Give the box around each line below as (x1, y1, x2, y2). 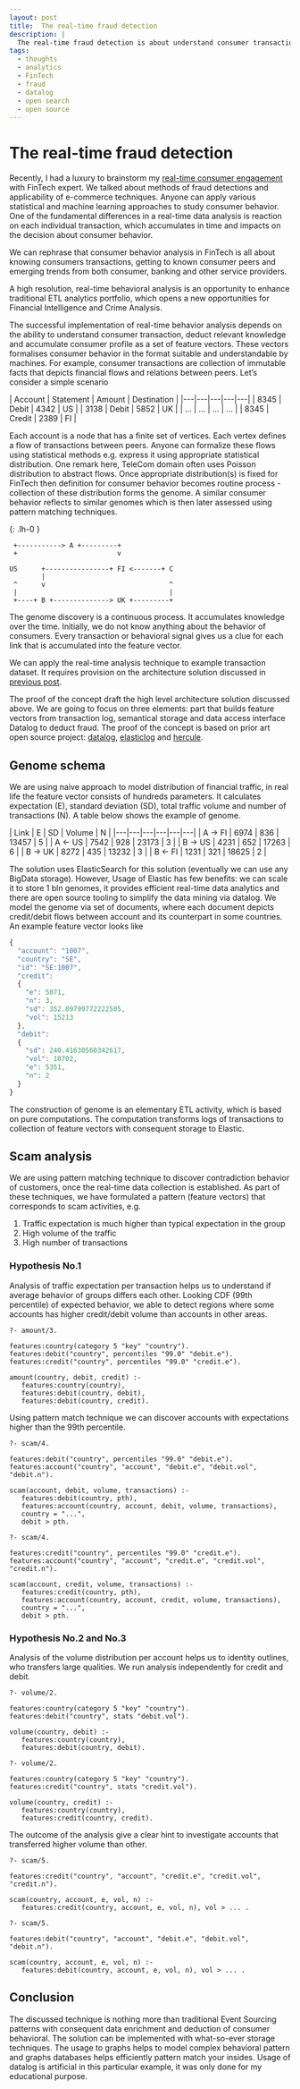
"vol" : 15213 (25, 1013, 74, 1022)
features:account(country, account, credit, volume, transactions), (21, 1595, 281, 1604)
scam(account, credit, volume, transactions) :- (9, 1580, 194, 1589)
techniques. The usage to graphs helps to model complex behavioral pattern (9, 2042, 290, 2053)
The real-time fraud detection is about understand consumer (17, 38, 250, 47)
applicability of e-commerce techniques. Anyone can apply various (9, 191, 256, 202)
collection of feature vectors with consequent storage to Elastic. (9, 1123, 246, 1134)
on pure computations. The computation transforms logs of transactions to (9, 1113, 284, 1124)
